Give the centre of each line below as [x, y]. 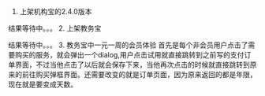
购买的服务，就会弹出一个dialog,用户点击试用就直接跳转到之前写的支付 [129, 55]
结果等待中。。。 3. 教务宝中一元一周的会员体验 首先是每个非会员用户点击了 [128, 45]
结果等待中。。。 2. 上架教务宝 [55, 28]
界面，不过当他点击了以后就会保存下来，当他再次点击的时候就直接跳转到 [132, 65]
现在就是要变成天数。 [43, 84]
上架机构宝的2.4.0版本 [56, 11]
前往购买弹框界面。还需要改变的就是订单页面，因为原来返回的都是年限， [139, 74]
